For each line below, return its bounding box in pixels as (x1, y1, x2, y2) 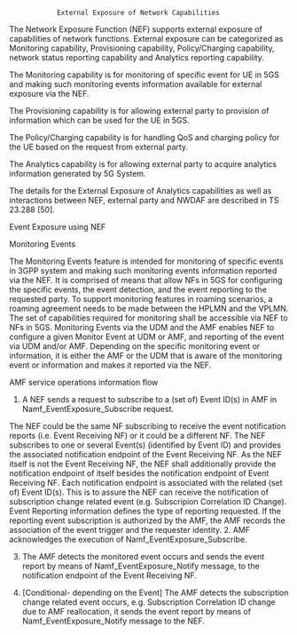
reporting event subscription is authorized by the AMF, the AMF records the (9, 515, 285, 526)
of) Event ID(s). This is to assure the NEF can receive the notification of (9, 487, 269, 497)
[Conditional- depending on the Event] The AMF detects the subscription (21, 587, 289, 598)
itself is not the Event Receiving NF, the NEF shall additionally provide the (9, 458, 277, 469)
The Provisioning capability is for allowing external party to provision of (9, 106, 270, 115)
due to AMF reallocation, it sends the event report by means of (21, 607, 251, 616)
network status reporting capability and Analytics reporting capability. (9, 52, 264, 62)
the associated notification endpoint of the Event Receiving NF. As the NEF (9, 449, 282, 459)
